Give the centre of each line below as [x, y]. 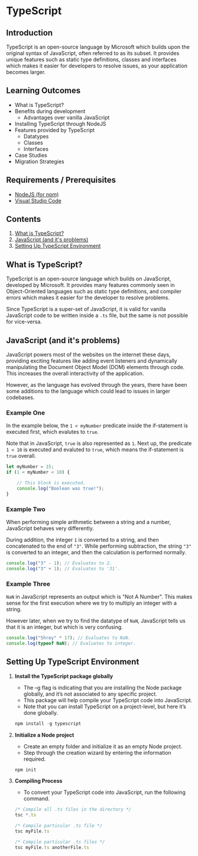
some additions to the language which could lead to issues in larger [88, 391]
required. [35, 759]
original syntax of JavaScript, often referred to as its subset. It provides [93, 53]
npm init [25, 770]
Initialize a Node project [44, 735]
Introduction [30, 33]
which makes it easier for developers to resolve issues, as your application [97, 66]
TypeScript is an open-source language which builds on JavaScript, [89, 279]
